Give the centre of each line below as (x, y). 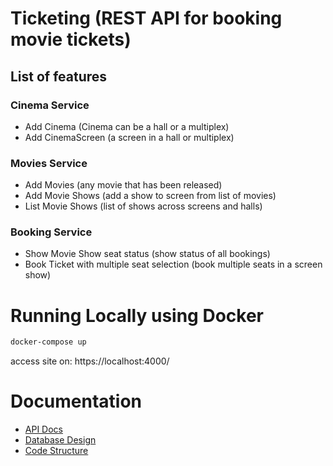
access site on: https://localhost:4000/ (90, 361)
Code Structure (56, 451)
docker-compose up (48, 342)
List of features (59, 76)
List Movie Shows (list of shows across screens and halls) (143, 206)
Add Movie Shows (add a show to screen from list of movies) (150, 196)
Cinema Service (50, 105)
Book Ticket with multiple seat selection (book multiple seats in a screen (173, 264)
